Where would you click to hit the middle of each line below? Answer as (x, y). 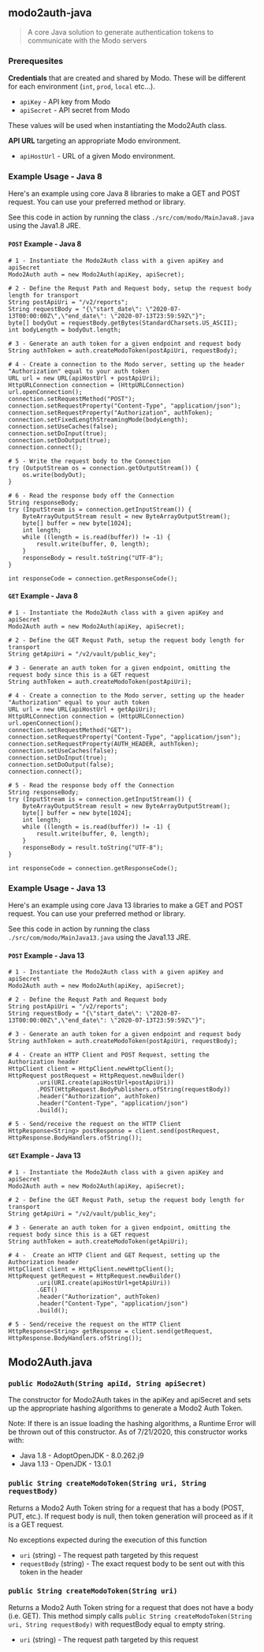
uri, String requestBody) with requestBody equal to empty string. (117, 1624)
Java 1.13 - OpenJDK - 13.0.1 (65, 1464)
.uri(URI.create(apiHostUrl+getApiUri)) (104, 1282)
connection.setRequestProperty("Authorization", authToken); (111, 413)
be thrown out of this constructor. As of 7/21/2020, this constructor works (128, 1432)
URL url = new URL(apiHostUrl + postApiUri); (84, 378)
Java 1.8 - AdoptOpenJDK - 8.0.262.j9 (82, 1455)
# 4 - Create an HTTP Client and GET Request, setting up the (114, 1255)
